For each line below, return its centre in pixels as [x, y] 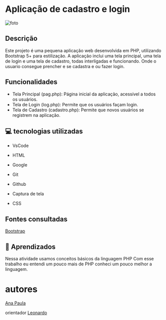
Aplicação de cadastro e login [68, 9]
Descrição [21, 39]
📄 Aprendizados [30, 247]
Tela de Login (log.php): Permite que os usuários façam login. [75, 104]
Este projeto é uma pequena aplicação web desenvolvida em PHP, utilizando [83, 50]
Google [20, 165]
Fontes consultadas [36, 219]
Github [19, 184]
